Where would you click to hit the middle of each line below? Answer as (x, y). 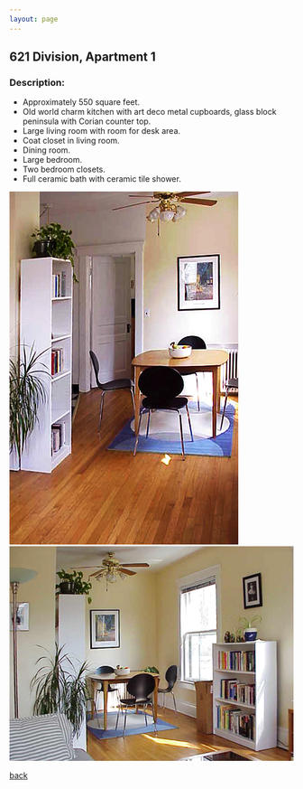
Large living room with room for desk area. (101, 131)
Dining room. (46, 150)
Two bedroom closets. (64, 169)
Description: (37, 82)
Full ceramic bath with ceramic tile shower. (102, 179)
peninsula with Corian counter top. (87, 121)
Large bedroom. (52, 160)
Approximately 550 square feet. (81, 102)
